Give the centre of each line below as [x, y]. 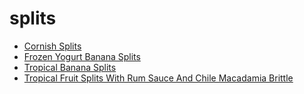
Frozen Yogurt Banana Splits [82, 56]
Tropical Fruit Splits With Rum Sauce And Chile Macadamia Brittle [158, 78]
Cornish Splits [52, 46]
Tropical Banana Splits [70, 67]
